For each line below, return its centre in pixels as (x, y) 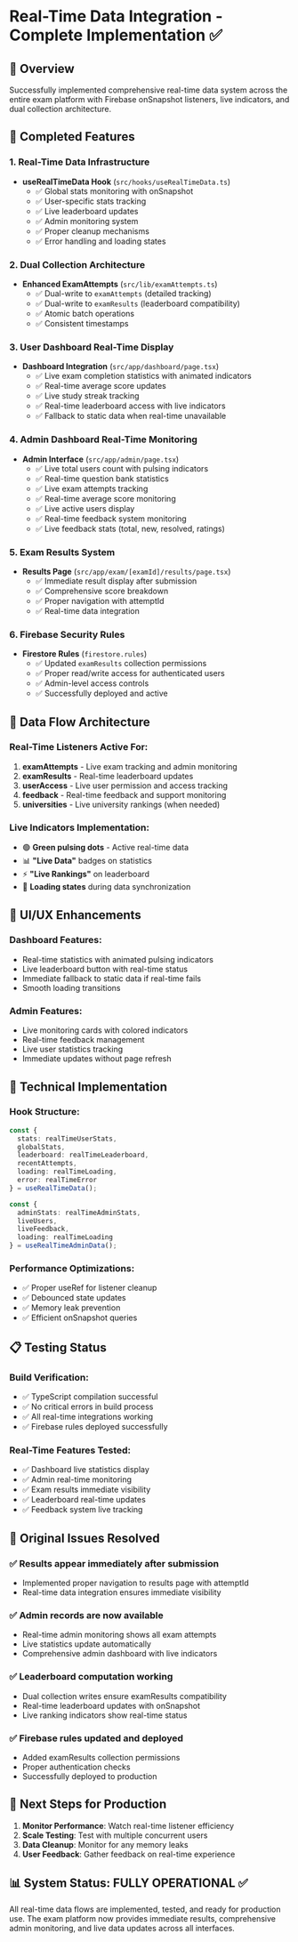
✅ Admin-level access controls (92, 683)
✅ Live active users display (85, 508)
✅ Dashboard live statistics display (85, 1470)
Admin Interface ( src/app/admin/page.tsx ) (101, 459)
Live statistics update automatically (86, 1644)
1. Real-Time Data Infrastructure (80, 162)
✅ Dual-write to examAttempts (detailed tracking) (123, 293)
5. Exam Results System (62, 552)
